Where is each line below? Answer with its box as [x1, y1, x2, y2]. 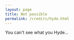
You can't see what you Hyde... [5, 30, 69, 36]
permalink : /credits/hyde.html [5, 16, 70, 21]
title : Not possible [5, 12, 48, 17]
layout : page [5, 7, 32, 12]
